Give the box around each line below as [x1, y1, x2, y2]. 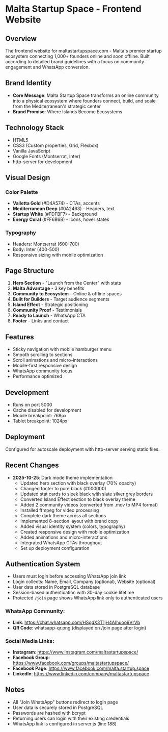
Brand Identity [5, 79, 52, 87]
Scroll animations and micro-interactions [12, 357, 98, 363]
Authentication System [5, 560, 80, 569]
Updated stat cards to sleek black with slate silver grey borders [20, 491, 153, 497]
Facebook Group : [12, 654, 50, 661]
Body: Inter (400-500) [12, 246, 60, 253]
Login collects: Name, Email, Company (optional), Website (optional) [12, 578, 156, 585]
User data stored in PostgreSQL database [12, 584, 100, 590]
